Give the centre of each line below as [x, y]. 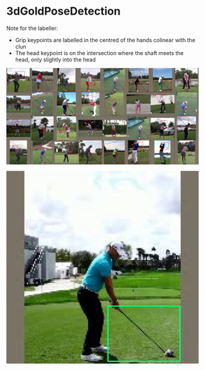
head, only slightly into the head [55, 59]
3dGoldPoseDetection [63, 11]
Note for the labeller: [32, 28]
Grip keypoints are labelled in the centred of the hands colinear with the [105, 40]
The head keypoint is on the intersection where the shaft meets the [99, 53]
